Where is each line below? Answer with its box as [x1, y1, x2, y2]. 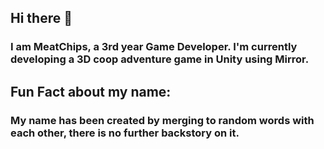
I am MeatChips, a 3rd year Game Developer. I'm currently [10, 40, 298, 54]
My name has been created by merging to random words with [10, 113, 315, 127]
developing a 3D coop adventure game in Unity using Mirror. [10, 52, 310, 66]
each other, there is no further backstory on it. [10, 126, 240, 140]
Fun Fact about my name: [10, 83, 172, 100]
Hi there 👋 [10, 10, 73, 27]
